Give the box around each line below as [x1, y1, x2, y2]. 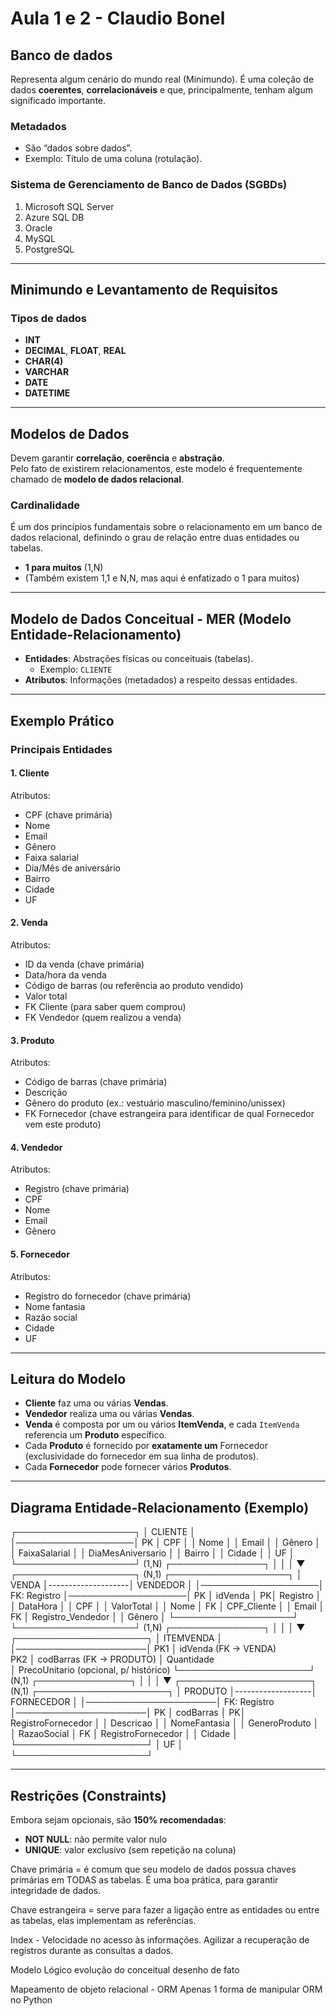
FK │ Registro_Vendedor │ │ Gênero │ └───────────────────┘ [10, 1611, 299, 1623]
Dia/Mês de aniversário [24, 862, 121, 874]
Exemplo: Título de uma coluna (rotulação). [24, 153, 203, 165]
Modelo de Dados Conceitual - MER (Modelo [10, 610, 292, 627]
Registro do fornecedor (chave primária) [24, 1290, 192, 1302]
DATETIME [24, 387, 71, 399]
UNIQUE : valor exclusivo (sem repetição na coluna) [24, 1843, 237, 1856]
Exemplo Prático [10, 712, 115, 729]
